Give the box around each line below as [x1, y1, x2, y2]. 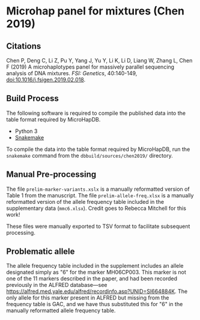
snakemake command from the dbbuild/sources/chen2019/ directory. [6, 152, 173, 159]
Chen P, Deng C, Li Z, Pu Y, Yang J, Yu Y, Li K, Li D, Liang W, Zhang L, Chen [6, 57, 193, 64]
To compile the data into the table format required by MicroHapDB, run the [6, 146, 190, 153]
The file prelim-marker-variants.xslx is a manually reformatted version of [6, 185, 190, 192]
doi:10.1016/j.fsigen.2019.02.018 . [6, 76, 86, 83]
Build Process [6, 93, 59, 103]
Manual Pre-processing [6, 170, 97, 180]
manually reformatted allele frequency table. [6, 307, 116, 314]
